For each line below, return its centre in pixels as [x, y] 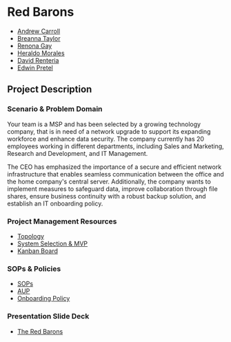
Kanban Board [38, 251]
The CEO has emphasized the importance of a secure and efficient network [114, 167]
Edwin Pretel [35, 68]
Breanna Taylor [39, 38]
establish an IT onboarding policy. [55, 203]
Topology [31, 236]
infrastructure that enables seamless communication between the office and [115, 174]
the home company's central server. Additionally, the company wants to [109, 181]
